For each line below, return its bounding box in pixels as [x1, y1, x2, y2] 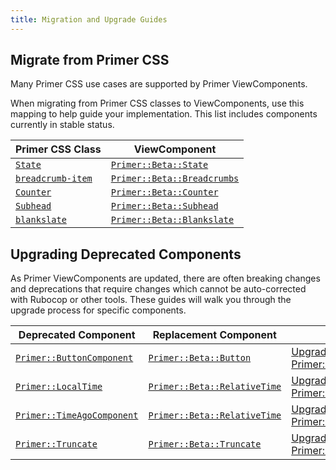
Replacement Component [152, 328, 277, 342]
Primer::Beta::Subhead [110, 201, 219, 212]
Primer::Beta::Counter [110, 187, 219, 198]
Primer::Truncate [15, 439, 98, 450]
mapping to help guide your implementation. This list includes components [10, 108, 318, 120]
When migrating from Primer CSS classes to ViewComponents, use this [10, 97, 305, 110]
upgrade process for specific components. [10, 304, 187, 316]
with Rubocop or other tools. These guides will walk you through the [10, 294, 292, 306]
